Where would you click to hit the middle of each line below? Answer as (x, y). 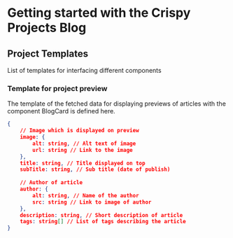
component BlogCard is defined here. (61, 111)
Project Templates (48, 54)
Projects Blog (47, 28)
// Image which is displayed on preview (79, 131)
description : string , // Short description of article (101, 215)
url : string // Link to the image (83, 150)
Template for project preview (57, 88)
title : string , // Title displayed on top (83, 163)
